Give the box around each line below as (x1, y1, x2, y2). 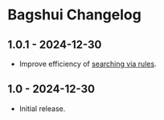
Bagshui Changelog (7, 6, 141, 24)
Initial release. (18, 103, 66, 114)
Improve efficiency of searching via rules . (18, 59, 158, 68)
